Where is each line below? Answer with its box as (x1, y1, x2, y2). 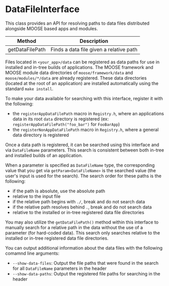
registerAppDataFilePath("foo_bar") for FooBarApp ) (12, 121, 120, 127)
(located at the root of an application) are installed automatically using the (5, 80, 159, 86)
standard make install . (5, 86, 54, 92)
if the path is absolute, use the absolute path (12, 188, 105, 194)
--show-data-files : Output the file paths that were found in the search (12, 260, 159, 266)
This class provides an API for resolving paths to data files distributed (5, 20, 150, 26)
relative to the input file (12, 193, 61, 199)
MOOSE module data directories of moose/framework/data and (5, 69, 133, 76)
